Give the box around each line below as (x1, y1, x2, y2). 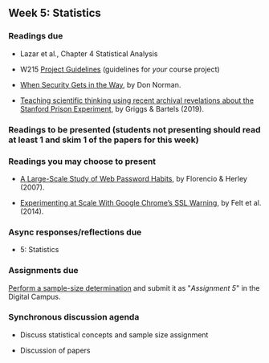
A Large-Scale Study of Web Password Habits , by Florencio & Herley (19, 173, 247, 183)
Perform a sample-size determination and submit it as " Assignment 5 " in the (8, 283, 260, 292)
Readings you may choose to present (8, 156, 157, 167)
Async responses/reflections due (8, 226, 142, 238)
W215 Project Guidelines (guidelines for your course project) (19, 64, 220, 74)
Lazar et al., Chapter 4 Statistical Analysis (19, 48, 158, 59)
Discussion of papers (19, 345, 91, 355)
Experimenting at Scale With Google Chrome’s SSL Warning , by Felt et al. (19, 198, 262, 207)
